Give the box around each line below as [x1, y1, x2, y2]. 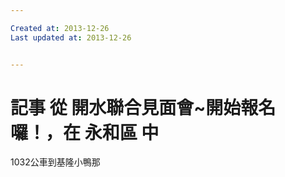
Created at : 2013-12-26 [10, 23, 110, 33]
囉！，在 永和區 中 [10, 121, 160, 144]
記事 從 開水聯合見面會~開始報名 [10, 96, 277, 119]
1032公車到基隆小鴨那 [10, 156, 101, 168]
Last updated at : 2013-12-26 [10, 32, 132, 43]
